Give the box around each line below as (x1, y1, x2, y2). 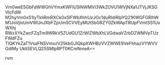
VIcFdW (5, 9, 21, 15)
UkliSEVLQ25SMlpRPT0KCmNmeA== (19, 46, 96, 51)
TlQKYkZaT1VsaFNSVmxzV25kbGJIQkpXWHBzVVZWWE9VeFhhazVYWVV (5, 41, 158, 46)
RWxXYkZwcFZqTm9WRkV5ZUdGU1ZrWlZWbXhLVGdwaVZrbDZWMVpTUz (5, 30, 159, 36)
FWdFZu (5, 35, 23, 41)
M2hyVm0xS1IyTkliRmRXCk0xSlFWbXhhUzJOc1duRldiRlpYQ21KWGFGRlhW (5, 15, 159, 20)
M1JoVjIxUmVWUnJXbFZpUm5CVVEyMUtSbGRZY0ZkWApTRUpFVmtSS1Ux (5, 20, 161, 25)
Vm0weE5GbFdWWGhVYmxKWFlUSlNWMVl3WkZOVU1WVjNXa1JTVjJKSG (5, 4, 158, 10)
